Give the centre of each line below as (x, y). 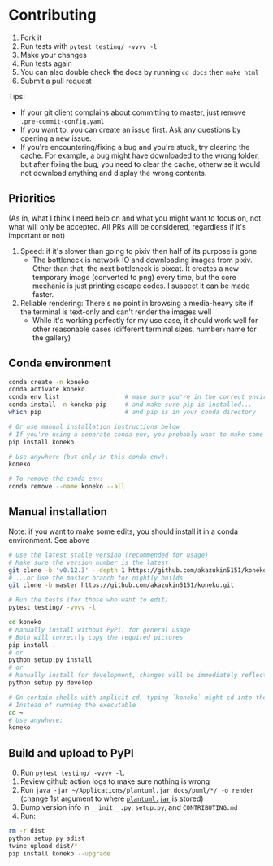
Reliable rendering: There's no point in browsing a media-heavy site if (136, 303)
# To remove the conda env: (56, 479)
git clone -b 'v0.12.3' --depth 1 (67, 570)
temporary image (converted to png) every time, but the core (134, 277)
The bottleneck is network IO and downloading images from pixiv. (143, 260)
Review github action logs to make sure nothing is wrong (115, 781)
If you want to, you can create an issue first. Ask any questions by (130, 129)
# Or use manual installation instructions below (94, 426)
